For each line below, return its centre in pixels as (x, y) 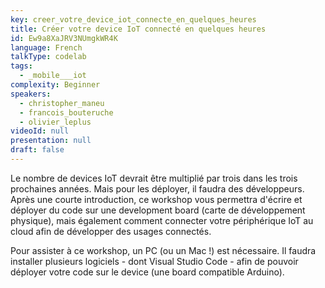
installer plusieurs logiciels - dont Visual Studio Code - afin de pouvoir (154, 261)
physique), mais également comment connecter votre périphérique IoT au (162, 220)
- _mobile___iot (53, 76)
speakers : (31, 94)
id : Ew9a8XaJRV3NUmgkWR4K (64, 38)
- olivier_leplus (55, 122)
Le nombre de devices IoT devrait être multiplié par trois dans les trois (154, 178)
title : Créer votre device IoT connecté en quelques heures (138, 29)
